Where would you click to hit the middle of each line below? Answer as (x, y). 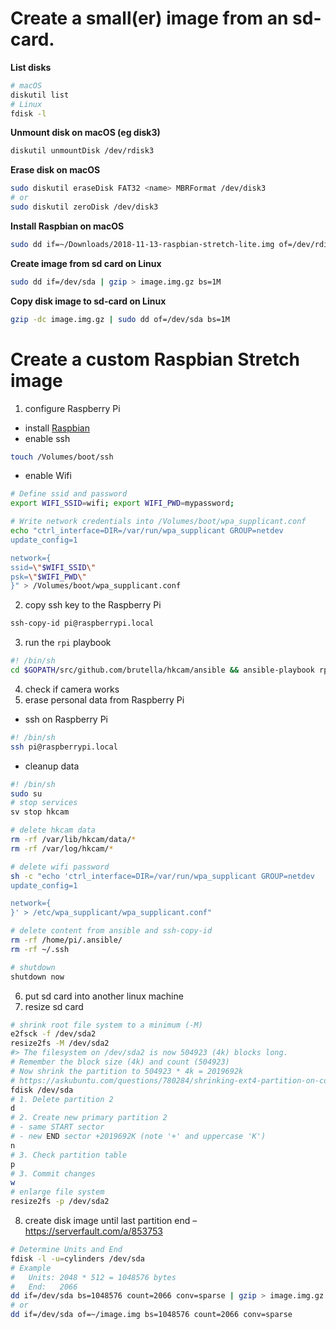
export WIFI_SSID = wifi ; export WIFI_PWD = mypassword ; (122, 503)
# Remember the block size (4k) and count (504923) (120, 1062)
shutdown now (37, 977)
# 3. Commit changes (53, 1173)
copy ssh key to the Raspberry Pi (93, 605)
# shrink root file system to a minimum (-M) (106, 1025)
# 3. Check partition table (69, 1155)
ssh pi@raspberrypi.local (64, 747)
